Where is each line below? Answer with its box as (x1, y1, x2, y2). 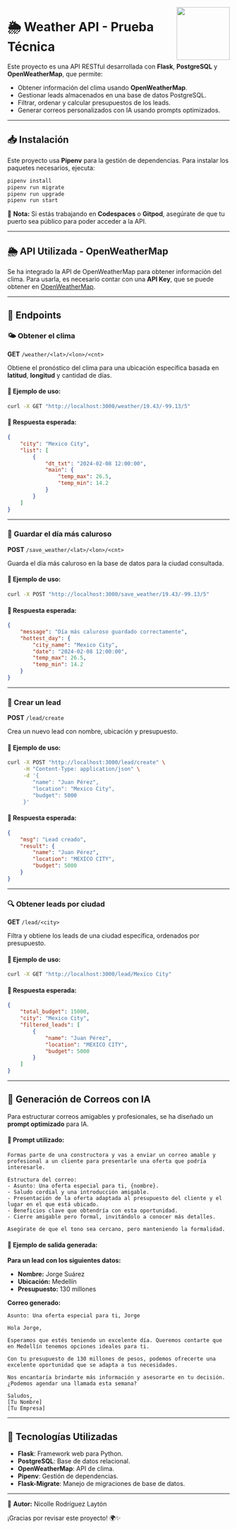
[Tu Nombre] (7, 1398, 42, 1406)
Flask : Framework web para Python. (17, 1449, 123, 1458)
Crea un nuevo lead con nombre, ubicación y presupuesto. (7, 727, 178, 736)
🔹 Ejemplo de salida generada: (7, 1240, 98, 1249)
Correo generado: (7, 1299, 61, 1307)
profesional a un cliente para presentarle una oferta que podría (7, 1158, 207, 1165)
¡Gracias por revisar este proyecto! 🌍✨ (7, 1514, 121, 1523)
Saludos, (7, 1393, 33, 1400)
